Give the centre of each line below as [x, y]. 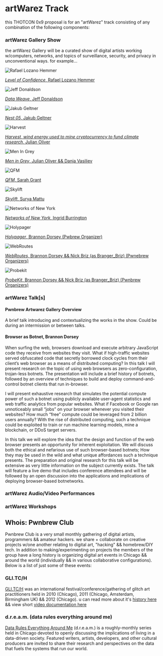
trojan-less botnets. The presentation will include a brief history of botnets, [80, 373]
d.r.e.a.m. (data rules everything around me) [59, 617]
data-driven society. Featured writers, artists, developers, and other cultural [81, 638]
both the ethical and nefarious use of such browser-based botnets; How [77, 450]
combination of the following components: [47, 27]
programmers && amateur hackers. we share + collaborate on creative [75, 540]
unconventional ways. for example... [41, 61]
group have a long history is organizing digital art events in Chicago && [76, 555]
